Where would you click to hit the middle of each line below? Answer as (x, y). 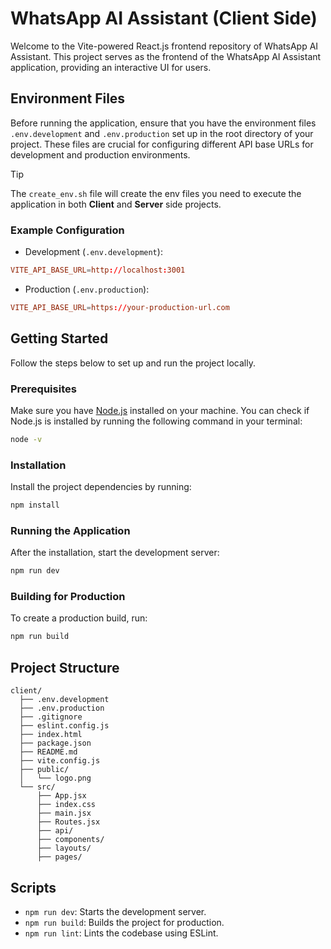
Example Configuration (67, 230)
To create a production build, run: (79, 618)
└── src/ (37, 787)
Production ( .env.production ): (87, 289)
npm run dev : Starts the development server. (115, 911)
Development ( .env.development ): (93, 252)
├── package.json (55, 743)
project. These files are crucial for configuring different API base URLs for (162, 144)
